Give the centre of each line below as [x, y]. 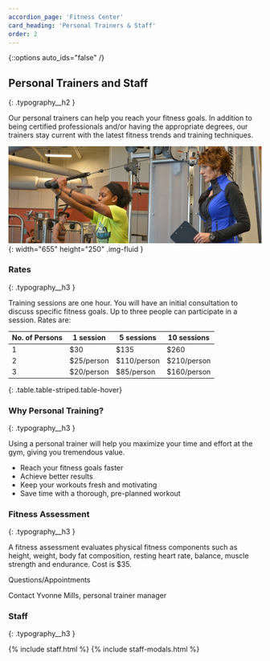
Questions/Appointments [49, 580]
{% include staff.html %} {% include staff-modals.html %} [104, 649]
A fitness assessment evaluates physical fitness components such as [123, 548]
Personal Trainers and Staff [78, 83]
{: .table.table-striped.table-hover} [65, 389]
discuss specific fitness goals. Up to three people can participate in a [123, 311]
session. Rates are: [40, 320]
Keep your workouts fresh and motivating [88, 484]
